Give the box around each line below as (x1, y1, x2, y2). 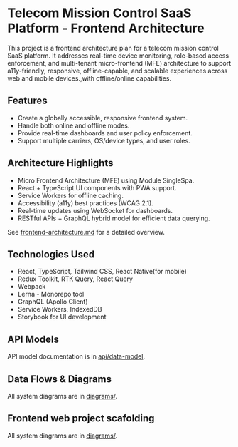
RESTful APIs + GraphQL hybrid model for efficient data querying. (17, 214, 211, 222)
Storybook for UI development (17, 312, 107, 322)
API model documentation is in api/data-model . (7, 352, 146, 361)
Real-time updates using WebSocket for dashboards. (17, 206, 173, 215)
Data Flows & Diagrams (7, 373, 112, 385)
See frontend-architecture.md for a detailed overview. (7, 227, 165, 236)
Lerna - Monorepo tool (17, 290, 85, 299)
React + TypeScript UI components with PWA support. (17, 183, 177, 192)
